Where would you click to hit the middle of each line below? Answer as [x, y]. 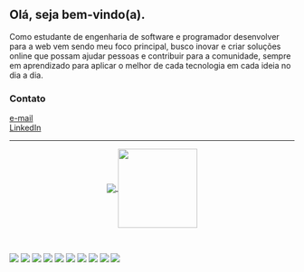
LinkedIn [25, 128]
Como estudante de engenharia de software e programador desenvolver [145, 36]
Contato [28, 98]
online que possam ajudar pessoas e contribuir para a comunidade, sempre [150, 56]
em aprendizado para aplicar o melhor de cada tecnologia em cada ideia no [150, 65]
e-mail [21, 118]
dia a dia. [26, 75]
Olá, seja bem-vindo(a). [77, 15]
